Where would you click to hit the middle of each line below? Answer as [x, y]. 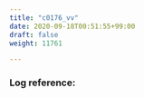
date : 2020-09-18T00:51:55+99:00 [72, 26]
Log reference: [43, 83]
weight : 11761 [36, 43]
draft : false [34, 34]
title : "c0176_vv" [44, 18]
